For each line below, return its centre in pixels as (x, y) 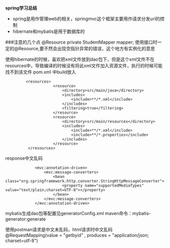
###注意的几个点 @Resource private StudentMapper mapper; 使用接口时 (81, 42)
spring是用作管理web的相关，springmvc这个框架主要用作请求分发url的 (86, 19)
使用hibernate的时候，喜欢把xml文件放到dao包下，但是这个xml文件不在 (80, 59)
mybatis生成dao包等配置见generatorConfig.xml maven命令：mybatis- (78, 213)
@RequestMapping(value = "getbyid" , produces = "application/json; (77, 235)
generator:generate (26, 219)
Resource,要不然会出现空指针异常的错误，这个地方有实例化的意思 (87, 48)
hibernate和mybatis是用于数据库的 (49, 31)
